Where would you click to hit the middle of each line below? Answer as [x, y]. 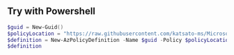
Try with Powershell [52, 11]
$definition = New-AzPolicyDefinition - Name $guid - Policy [95, 40]
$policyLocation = [34, 34]
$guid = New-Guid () [36, 27]
